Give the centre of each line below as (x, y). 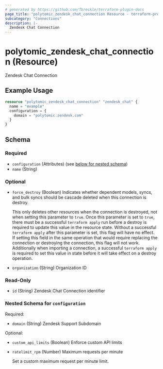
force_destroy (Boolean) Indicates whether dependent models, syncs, (82, 192)
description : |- (21, 23)
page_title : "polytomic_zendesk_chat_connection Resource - (67, 14)
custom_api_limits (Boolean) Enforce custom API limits (67, 342)
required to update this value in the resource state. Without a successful (84, 227)
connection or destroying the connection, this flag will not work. (76, 243)
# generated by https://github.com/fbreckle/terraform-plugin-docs (75, 9)
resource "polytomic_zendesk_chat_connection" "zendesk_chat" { (71, 102)
